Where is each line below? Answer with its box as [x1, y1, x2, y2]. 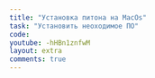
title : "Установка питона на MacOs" [9, 13, 147, 22]
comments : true [9, 55, 67, 64]
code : [9, 30, 30, 39]
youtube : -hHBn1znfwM [9, 38, 91, 48]
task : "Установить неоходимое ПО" [9, 22, 140, 30]
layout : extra [9, 47, 63, 56]
